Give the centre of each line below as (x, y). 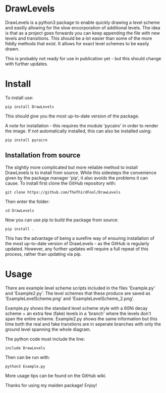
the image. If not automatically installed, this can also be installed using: (79, 131)
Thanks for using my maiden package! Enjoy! (51, 385)
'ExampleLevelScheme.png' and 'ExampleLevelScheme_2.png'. (70, 298)
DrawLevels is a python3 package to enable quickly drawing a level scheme (83, 22)
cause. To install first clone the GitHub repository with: (61, 183)
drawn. (12, 49)
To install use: (19, 98)
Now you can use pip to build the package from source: (62, 220)
